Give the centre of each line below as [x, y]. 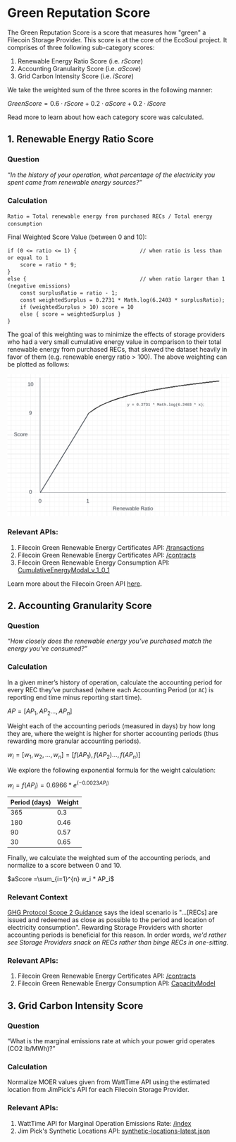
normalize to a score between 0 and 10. [64, 865]
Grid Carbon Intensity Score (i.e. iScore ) [75, 76]
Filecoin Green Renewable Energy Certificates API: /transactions [111, 547]
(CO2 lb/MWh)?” [31, 1048]
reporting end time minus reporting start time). [75, 697]
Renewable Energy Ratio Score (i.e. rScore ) [80, 61]
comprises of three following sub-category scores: [81, 47]
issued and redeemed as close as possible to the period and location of [111, 920]
